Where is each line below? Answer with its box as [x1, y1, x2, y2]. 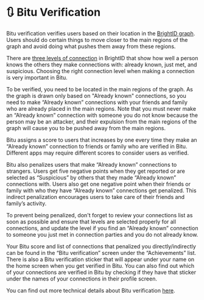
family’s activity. [6, 200, 47, 207]
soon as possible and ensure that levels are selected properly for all [6, 218, 177, 225]
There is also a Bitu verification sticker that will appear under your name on [6, 256, 195, 263]
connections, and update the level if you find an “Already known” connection [6, 224, 199, 232]
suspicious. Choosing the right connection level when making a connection [6, 67, 195, 74]
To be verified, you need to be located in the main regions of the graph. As [6, 85, 193, 92]
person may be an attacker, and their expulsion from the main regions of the [6, 117, 197, 125]
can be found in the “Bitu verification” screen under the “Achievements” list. [6, 249, 197, 256]
